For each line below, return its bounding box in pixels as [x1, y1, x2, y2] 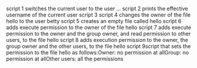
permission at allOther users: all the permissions [6, 56, 124, 62]
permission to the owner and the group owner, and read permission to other [6, 30, 191, 37]
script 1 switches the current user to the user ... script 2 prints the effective [6, 5, 188, 12]
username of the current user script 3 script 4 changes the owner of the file [6, 11, 191, 18]
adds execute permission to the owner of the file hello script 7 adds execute [6, 24, 191, 31]
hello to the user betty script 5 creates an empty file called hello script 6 [6, 18, 182, 24]
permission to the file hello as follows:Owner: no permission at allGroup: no [6, 49, 189, 56]
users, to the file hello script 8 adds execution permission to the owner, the [6, 37, 189, 43]
